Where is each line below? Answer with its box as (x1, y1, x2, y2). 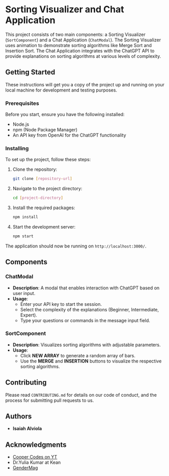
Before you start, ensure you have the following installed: (5, 111, 125, 118)
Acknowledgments (5, 440, 67, 449)
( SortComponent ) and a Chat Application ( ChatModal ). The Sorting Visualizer (5, 37, 161, 43)
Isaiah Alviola (12, 425, 42, 432)
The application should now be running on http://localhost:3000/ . (5, 243, 147, 249)
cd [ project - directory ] (12, 195, 64, 200)
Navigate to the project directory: (12, 186, 82, 192)
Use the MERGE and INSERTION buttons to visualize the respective (20, 358, 162, 364)
